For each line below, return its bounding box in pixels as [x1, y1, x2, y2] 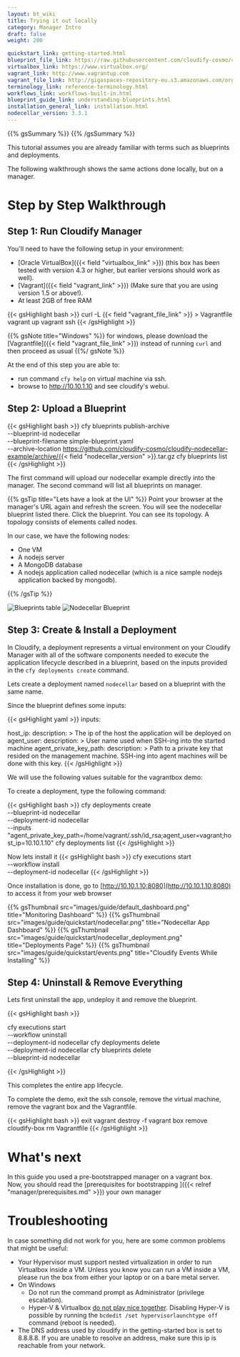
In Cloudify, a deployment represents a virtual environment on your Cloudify [7, 643, 231, 651]
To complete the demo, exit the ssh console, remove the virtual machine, [7, 1095, 221, 1103]
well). [17, 273, 34, 282]
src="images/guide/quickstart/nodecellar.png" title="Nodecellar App [7, 918, 210, 926]
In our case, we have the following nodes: [7, 531, 130, 540]
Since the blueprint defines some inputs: [7, 701, 126, 709]
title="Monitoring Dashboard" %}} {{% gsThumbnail [7, 910, 161, 918]
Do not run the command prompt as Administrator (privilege [28, 1288, 205, 1297]
